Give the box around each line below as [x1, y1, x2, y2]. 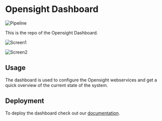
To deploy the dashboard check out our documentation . [5, 110, 120, 116]
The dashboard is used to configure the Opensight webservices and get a [5, 76, 157, 83]
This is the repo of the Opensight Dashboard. [5, 29, 98, 35]
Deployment [5, 96, 44, 105]
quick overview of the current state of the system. [5, 82, 108, 88]
